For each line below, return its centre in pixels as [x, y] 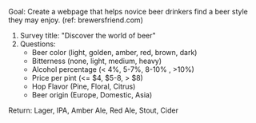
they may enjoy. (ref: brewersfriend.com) [76, 20]
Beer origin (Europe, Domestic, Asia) [92, 95]
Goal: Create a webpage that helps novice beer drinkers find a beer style [128, 12]
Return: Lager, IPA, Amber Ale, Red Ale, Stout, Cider [93, 110]
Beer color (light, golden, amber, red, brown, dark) [114, 52]
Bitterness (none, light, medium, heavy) [97, 61]
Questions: [38, 44]
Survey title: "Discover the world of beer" [88, 36]
